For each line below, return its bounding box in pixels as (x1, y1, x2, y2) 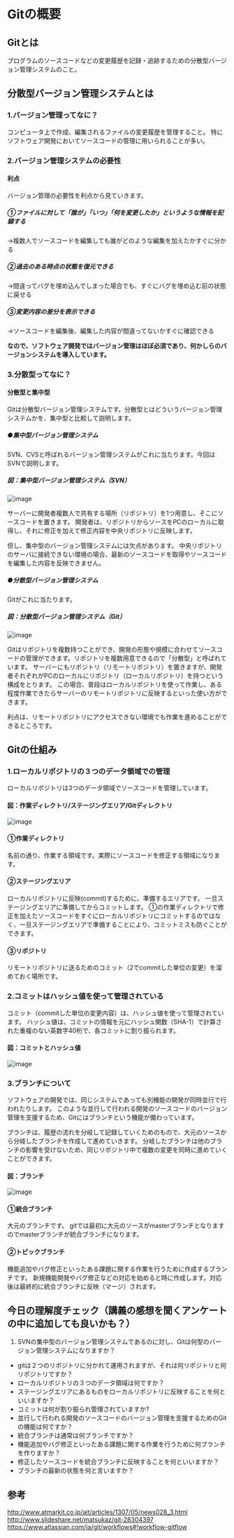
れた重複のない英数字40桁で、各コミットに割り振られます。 (7, 1026, 180, 1035)
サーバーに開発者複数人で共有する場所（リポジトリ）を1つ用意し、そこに (7, 509, 218, 517)
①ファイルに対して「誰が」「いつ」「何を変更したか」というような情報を (7, 208, 218, 217)
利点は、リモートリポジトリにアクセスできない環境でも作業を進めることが (7, 712, 221, 721)
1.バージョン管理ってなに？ (7, 110, 98, 120)
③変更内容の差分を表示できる (7, 308, 96, 316)
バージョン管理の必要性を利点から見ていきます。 (7, 191, 148, 200)
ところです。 (19, 721, 56, 730)
